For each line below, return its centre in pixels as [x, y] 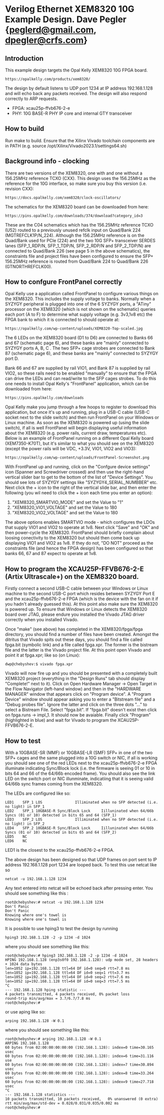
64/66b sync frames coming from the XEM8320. [54, 784]
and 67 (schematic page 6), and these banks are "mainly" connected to [77, 343]
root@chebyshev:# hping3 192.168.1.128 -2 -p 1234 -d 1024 [66, 956]
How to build [25, 129]
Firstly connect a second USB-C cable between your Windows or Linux [77, 588]
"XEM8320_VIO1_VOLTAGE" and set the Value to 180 [64, 507]
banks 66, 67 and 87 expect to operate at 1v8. [51, 554]
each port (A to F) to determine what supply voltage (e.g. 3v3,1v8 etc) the [79, 314]
